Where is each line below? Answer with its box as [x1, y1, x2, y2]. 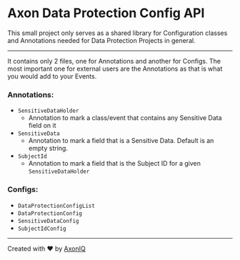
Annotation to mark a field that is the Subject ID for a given [28, 159, 201, 168]
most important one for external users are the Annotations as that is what [7, 64, 223, 73]
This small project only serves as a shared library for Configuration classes [7, 29, 228, 37]
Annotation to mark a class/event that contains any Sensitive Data [28, 114, 223, 122]
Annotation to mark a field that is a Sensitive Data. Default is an [28, 136, 214, 145]
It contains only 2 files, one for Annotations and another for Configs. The [7, 56, 221, 65]
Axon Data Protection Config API [7, 5, 205, 21]
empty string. [28, 144, 68, 153]
